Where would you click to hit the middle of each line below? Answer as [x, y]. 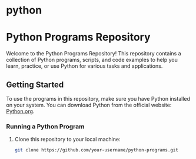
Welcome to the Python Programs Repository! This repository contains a [94, 54]
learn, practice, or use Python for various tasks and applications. [84, 66]
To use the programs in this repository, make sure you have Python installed [98, 98]
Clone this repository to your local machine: [67, 140]
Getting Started [35, 85]
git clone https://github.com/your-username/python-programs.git [96, 150]
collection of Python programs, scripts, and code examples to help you [92, 60]
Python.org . [20, 111]
